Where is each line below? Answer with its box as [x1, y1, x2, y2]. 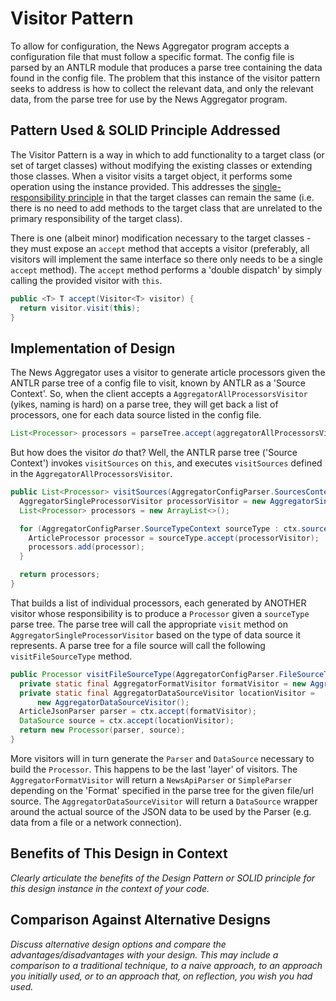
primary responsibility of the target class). [10, 212, 183, 224]
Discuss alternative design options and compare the [10, 938, 227, 950]
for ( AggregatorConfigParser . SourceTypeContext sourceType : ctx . [19, 523, 302, 534]
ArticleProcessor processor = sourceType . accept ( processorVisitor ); [28, 533, 320, 543]
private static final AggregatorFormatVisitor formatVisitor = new [19, 678, 307, 689]
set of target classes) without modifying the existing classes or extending [10, 159, 313, 171]
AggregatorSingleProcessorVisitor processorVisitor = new [19, 496, 267, 506]
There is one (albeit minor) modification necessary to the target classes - [10, 232, 312, 244]
